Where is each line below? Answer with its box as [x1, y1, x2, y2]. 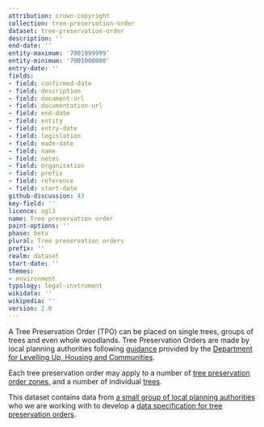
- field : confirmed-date [8, 79, 92, 87]
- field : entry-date [8, 124, 78, 132]
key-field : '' [8, 199, 57, 207]
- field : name [8, 147, 57, 155]
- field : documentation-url [8, 102, 103, 110]
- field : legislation [8, 132, 82, 140]
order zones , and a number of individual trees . [8, 376, 163, 386]
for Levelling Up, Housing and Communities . [8, 352, 155, 362]
